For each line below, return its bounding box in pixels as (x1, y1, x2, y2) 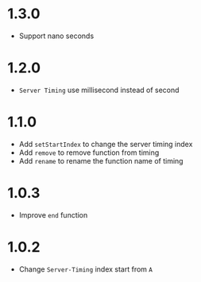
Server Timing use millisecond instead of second (18, 85, 180, 95)
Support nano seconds (18, 31, 95, 41)
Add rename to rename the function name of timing (18, 156, 184, 165)
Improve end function (18, 210, 88, 219)
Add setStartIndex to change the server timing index (18, 139, 193, 149)
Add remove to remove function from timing (18, 148, 160, 157)
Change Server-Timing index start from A (18, 264, 153, 274)
